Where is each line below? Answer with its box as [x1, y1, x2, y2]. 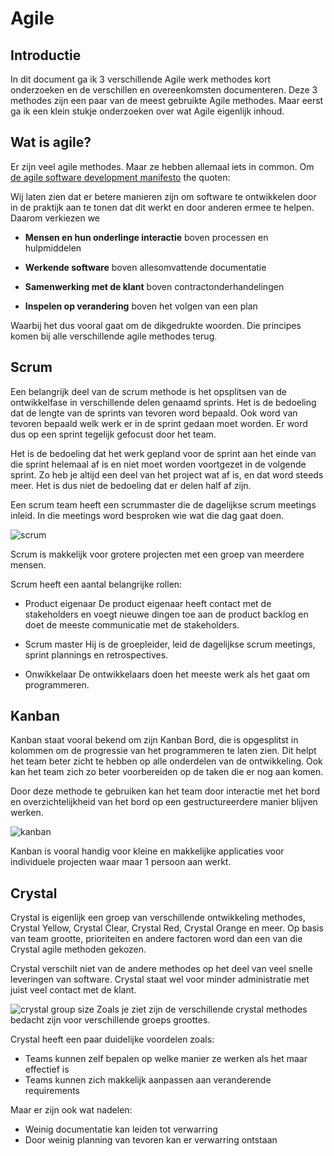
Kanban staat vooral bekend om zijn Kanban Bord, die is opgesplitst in [10, 734, 299, 746]
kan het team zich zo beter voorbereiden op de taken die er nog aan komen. [10, 766, 324, 778]
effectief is [24, 1063, 70, 1076]
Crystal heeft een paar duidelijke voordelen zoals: [10, 1033, 215, 1046]
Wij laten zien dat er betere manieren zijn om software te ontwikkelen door [10, 190, 317, 202]
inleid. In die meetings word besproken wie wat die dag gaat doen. [10, 509, 285, 521]
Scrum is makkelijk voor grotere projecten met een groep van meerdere [10, 548, 305, 560]
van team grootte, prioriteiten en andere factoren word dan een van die [10, 933, 303, 945]
